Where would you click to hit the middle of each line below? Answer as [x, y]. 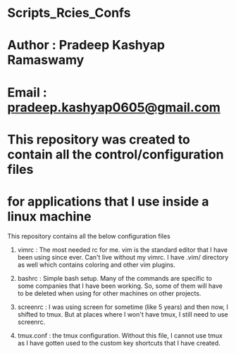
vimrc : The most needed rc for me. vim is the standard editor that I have [122, 249]
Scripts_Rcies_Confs [69, 13]
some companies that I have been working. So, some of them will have [120, 286]
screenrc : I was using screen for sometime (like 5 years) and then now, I [123, 307]
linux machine [49, 216]
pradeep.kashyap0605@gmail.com [114, 107]
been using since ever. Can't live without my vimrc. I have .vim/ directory [123, 257]
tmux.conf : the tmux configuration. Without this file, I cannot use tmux [120, 335]
